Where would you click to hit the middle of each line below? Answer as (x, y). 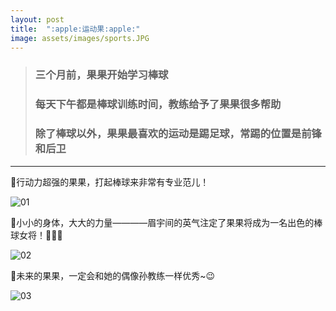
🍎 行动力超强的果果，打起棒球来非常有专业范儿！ (110, 182)
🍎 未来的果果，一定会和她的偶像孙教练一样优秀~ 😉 (113, 275)
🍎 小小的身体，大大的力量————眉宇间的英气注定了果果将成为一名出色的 (162, 222)
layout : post (37, 19)
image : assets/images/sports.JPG (80, 38)
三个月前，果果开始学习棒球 (101, 75)
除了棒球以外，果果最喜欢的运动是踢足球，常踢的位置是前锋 (178, 134)
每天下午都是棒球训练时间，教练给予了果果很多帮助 (158, 104)
